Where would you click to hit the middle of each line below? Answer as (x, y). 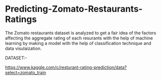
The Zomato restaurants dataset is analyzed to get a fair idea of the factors (81, 33)
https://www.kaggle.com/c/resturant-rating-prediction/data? (66, 67)
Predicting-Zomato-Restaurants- (74, 9)
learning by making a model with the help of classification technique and (78, 43)
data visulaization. (23, 48)
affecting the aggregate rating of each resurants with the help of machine (79, 38)
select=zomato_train (26, 72)
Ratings (21, 19)
